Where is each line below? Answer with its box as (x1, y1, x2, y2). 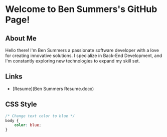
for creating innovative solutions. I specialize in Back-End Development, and (5, 52, 162, 58)
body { (5, 118, 19, 123)
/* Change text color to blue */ (5, 113, 75, 118)
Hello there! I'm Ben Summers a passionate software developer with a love (5, 47, 159, 53)
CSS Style (5, 100, 37, 108)
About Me (5, 34, 37, 42)
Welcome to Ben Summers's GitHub (5, 3, 157, 15)
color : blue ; (14, 122, 42, 128)
